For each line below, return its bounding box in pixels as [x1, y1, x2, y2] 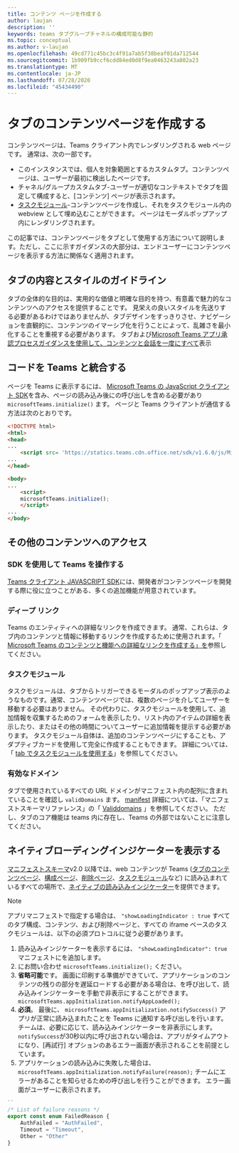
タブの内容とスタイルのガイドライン [7, 274, 166, 286]
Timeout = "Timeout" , [20, 1126, 84, 1133]
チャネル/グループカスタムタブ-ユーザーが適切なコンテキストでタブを [17, 183, 222, 191]
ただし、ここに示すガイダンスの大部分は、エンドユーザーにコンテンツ [18, 243, 225, 251]
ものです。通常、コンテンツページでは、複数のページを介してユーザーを [19, 695, 231, 705]
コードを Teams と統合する [7, 362, 127, 374]
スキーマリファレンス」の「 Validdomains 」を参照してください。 [19, 804, 212, 812]
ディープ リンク [7, 606, 60, 616]
